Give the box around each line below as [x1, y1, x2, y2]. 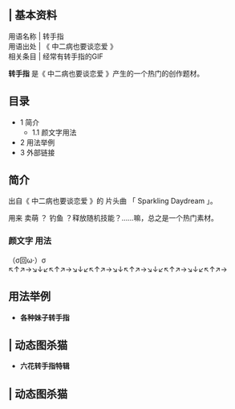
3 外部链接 [19, 147, 55, 157]
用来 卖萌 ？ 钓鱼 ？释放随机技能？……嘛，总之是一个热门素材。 [8, 213, 218, 223]
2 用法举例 [19, 137, 55, 147]
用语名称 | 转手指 [8, 31, 64, 41]
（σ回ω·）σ [8, 255, 47, 265]
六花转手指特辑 [19, 361, 70, 371]
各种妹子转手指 [19, 312, 70, 322]
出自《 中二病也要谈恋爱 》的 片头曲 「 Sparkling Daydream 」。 [8, 196, 218, 206]
